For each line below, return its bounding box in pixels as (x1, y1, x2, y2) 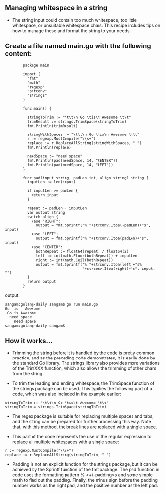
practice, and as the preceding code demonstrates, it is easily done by (12, 355, 156, 361)
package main (23, 63, 50, 68)
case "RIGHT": (31, 219, 61, 224)
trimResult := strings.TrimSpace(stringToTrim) (27, 119, 127, 124)
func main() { (23, 106, 52, 111)
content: (5, 49, 32, 58)
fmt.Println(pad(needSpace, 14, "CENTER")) (27, 158, 118, 163)
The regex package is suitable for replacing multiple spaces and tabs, (12, 413, 154, 419)
